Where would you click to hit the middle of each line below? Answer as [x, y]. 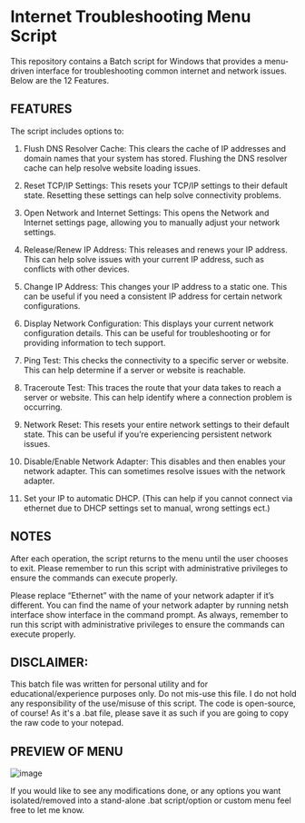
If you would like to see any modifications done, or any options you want [146, 791]
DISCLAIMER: [49, 662]
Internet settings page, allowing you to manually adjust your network [152, 222]
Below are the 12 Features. [60, 80]
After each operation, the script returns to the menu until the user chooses [149, 558]
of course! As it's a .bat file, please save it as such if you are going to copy [150, 713]
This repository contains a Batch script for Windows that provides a [136, 61]
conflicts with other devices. [76, 269]
